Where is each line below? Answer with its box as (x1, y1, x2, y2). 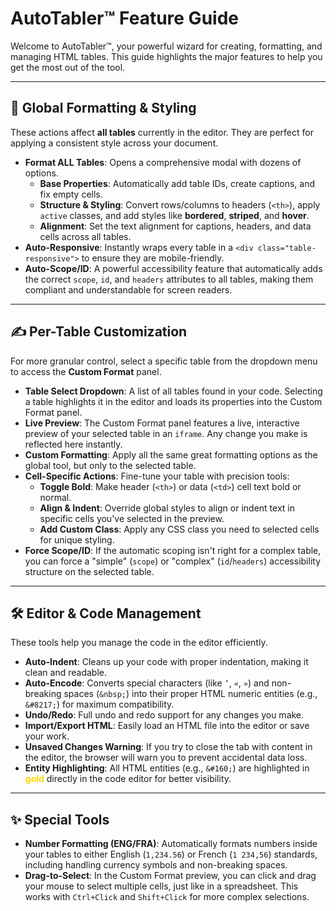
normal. (39, 491, 72, 503)
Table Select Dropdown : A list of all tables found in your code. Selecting (24, 385, 323, 397)
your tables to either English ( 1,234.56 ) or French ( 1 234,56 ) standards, (24, 848, 318, 861)
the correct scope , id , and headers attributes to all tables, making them (24, 273, 314, 285)
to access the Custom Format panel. (10, 365, 162, 377)
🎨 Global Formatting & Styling (10, 100, 197, 117)
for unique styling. (39, 533, 115, 546)
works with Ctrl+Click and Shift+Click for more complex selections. (24, 891, 310, 903)
